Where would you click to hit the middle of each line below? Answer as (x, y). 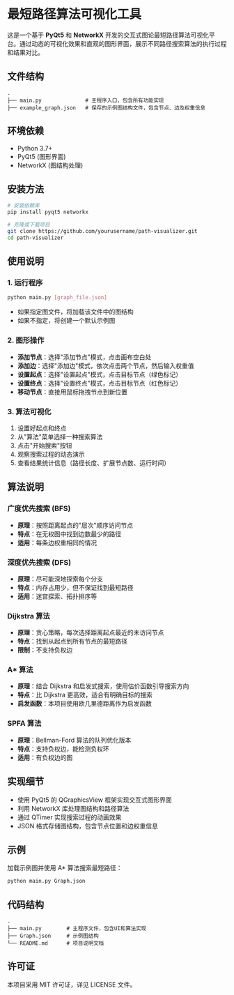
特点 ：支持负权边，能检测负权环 (63, 749)
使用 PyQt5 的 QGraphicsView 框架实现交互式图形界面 (94, 800)
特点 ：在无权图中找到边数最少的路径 (69, 533)
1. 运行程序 (25, 283)
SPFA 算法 (24, 724)
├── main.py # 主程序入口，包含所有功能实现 (86, 100)
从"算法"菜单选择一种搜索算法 (60, 436)
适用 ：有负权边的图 (45, 757)
